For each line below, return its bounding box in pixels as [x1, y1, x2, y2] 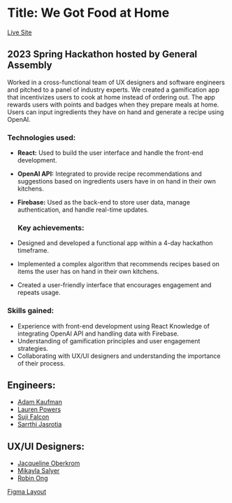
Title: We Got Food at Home [7, 5, 170, 21]
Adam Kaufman [17, 398, 63, 406]
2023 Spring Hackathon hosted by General [7, 48, 198, 60]
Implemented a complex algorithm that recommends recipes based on [17, 260, 220, 268]
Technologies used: [7, 132, 76, 142]
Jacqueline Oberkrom [17, 459, 80, 467]
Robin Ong [17, 474, 48, 483]
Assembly [7, 60, 52, 71]
